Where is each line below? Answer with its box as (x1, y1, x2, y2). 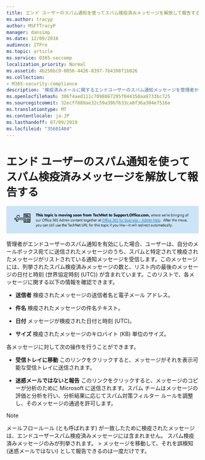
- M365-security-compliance (6, 81, 78, 87)
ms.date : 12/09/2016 (6, 35, 59, 42)
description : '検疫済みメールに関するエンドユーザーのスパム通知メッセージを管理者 (6, 87, 195, 93)
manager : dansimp (6, 29, 51, 35)
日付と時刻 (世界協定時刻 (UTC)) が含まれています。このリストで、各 (16, 270, 190, 278)
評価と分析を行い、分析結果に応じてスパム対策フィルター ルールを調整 (15, 392, 193, 399)
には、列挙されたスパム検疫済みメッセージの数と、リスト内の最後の (6, 263, 178, 270)
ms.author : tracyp (6, 16, 53, 23)
